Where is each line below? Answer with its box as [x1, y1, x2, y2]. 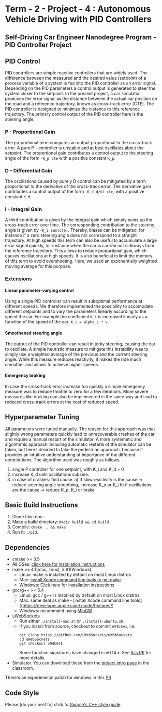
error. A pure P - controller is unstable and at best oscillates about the [5, 145, 144, 151]
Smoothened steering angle [5, 330, 62, 336]
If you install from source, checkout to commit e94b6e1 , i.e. [19, 623, 136, 629]
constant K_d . [5, 193, 31, 200]
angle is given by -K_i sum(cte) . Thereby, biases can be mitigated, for [5, 227, 145, 233]
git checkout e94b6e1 [19, 641, 63, 646]
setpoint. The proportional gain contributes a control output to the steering [5, 150, 153, 156]
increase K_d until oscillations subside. [12, 471, 89, 477]
